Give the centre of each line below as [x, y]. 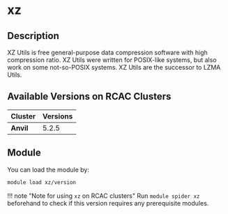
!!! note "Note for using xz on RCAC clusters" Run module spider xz [104, 196]
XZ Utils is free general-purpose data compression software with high [107, 52]
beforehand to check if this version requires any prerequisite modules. [108, 203]
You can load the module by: [48, 169]
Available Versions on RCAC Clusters [89, 97]
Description [33, 36]
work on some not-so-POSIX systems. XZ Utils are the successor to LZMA [114, 67]
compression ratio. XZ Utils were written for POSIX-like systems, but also [112, 60]
